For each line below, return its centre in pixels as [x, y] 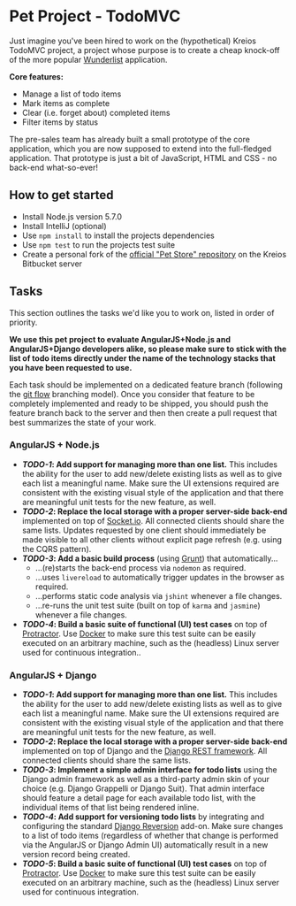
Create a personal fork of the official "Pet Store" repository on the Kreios [154, 254]
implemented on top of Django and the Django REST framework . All [144, 751]
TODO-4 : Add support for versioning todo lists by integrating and [143, 817]
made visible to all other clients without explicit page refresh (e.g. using [152, 539]
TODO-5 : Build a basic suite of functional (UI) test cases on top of [144, 864]
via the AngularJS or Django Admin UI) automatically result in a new [145, 845]
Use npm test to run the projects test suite [98, 244]
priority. [23, 322]
